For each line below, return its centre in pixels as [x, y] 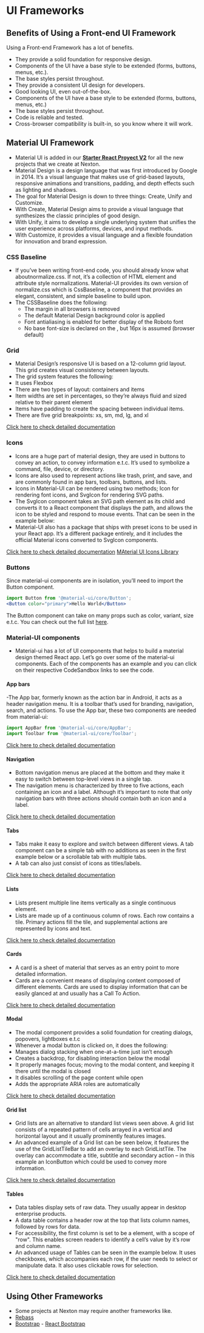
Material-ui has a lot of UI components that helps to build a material [99, 651]
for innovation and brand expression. [61, 241]
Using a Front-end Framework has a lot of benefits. [70, 47]
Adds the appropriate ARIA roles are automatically [78, 1084]
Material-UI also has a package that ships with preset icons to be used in [106, 527]
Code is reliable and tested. [49, 117]
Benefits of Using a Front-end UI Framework [91, 33]
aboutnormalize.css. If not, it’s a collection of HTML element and [96, 277]
